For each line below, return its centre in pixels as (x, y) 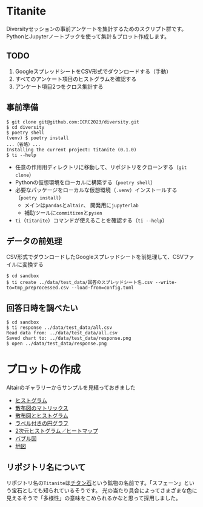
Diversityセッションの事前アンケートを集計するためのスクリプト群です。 (97, 29)
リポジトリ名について (46, 467)
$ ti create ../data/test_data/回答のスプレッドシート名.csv (80, 283)
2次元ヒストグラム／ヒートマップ (56, 431)
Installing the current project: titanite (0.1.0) (72, 150)
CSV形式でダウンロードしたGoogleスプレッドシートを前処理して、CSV (95, 257)
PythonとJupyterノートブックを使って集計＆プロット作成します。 (88, 36)
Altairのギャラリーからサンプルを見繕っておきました (71, 388)
